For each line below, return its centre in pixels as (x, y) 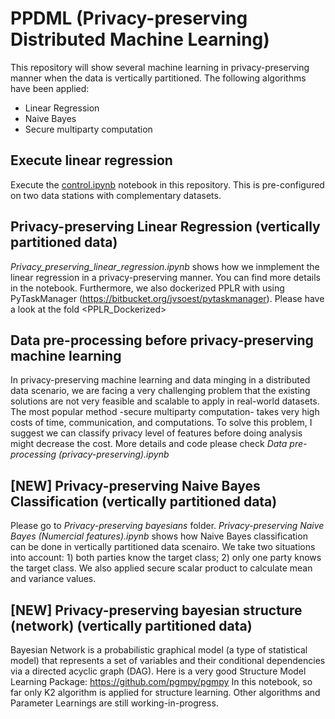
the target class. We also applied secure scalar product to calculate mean (161, 568)
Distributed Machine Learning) (140, 39)
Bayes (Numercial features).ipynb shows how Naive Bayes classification (159, 536)
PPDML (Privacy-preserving (129, 18)
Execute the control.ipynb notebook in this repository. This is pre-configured (167, 184)
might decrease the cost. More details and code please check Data (149, 444)
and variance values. (53, 579)
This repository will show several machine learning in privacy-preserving (160, 67)
